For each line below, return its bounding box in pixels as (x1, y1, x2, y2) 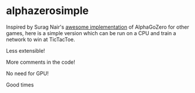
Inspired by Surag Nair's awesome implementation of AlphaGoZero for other (6, 23, 190, 30)
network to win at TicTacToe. (6, 36, 75, 43)
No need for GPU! (6, 70, 49, 77)
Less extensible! (6, 47, 46, 54)
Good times (6, 81, 34, 88)
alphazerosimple (6, 4, 89, 18)
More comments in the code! (6, 58, 76, 66)
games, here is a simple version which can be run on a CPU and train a (6, 29, 176, 36)
